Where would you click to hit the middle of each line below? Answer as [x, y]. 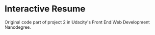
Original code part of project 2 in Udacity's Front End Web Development [77, 22]
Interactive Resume [45, 9]
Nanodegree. [18, 27]
